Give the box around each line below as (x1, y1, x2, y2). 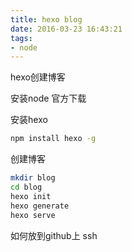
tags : (10, 33, 33, 43)
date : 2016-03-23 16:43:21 (10, 24, 123, 34)
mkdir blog (10, 173, 56, 183)
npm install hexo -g (10, 134, 97, 144)
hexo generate (10, 201, 70, 211)
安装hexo (10, 114, 48, 126)
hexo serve (10, 210, 56, 220)
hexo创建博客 (10, 71, 66, 83)
